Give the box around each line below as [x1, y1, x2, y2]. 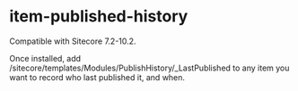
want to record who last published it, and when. [9, 71, 186, 82]
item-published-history [9, 6, 188, 27]
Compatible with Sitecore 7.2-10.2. [9, 36, 136, 46]
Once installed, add [9, 53, 82, 63]
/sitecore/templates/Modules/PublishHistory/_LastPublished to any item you [9, 62, 290, 73]
